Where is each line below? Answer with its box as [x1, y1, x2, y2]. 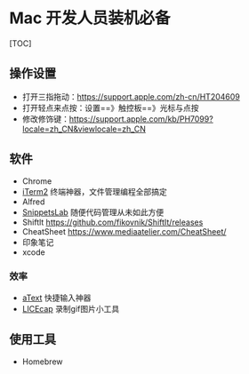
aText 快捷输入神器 [21, 292, 92, 303]
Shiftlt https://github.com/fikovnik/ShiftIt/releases [21, 217, 204, 227]
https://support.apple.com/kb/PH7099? [68, 113, 213, 124]
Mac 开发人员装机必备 [9, 8, 171, 28]
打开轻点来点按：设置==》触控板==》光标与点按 [21, 102, 199, 113]
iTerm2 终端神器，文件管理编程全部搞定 [21, 186, 167, 196]
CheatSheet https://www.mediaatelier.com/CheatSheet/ [21, 226, 227, 236]
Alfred [21, 196, 45, 207]
